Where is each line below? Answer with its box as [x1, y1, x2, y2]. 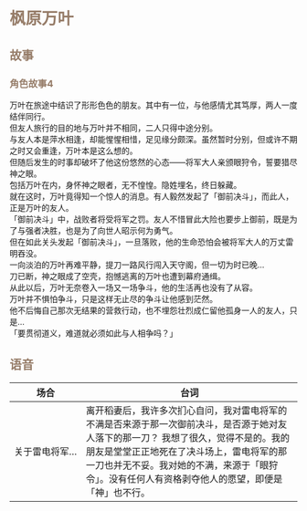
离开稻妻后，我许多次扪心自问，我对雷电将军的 [85, 403, 288, 416]
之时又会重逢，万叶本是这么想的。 [9, 145, 138, 156]
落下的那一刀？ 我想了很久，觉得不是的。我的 [94, 431, 291, 443]
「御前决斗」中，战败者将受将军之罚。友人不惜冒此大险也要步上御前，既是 [9, 214, 290, 224]
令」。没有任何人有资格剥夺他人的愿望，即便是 [85, 472, 283, 485]
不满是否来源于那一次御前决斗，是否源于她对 [85, 417, 279, 430]
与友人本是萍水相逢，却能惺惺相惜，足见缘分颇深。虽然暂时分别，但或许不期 [9, 133, 298, 144]
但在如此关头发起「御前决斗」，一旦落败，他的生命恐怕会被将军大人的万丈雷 [9, 236, 294, 247]
